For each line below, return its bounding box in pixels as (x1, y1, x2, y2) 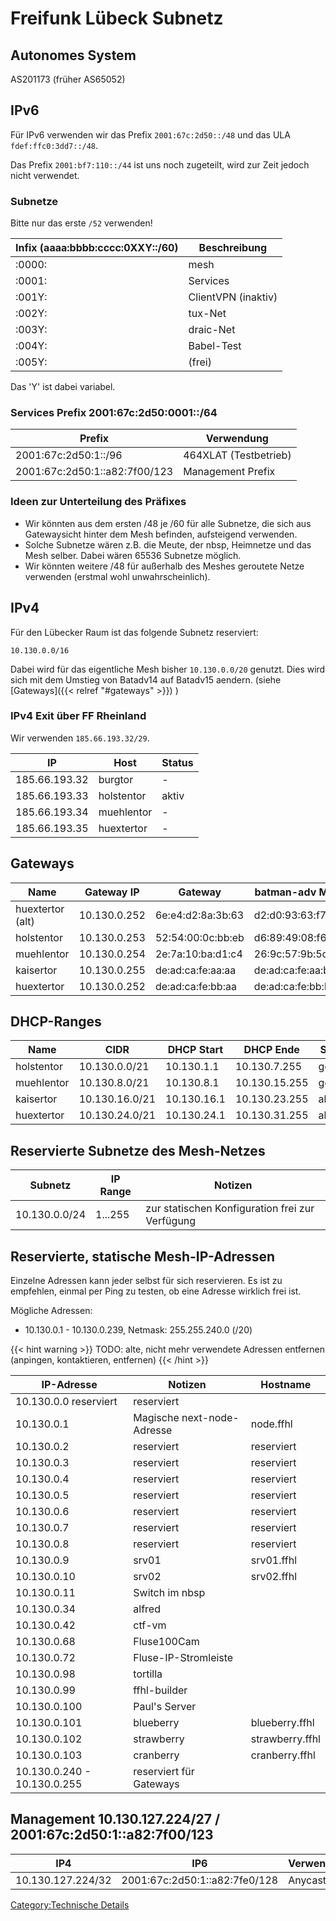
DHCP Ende (243, 1043, 300, 1057)
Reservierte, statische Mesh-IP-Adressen (10, 1248, 276, 1265)
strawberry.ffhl (250, 1732, 321, 1746)
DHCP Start (167, 1043, 224, 1057)
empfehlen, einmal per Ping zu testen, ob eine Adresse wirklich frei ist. (10, 1285, 302, 1297)
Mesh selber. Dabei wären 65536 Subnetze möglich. (24, 549, 242, 561)
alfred (133, 1602, 161, 1616)
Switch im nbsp (133, 1586, 206, 1600)
